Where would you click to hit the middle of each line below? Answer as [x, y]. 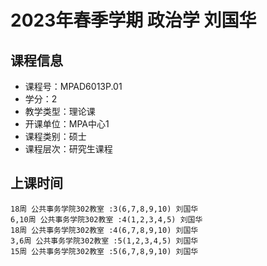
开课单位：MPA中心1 [67, 124]
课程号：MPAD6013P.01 [73, 86]
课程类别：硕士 [55, 136]
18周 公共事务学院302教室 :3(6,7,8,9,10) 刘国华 [104, 209]
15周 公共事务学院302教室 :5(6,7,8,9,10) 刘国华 [104, 251]
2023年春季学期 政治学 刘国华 [133, 20]
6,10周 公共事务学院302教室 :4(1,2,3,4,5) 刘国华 [106, 219]
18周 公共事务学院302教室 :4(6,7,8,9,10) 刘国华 [104, 230]
